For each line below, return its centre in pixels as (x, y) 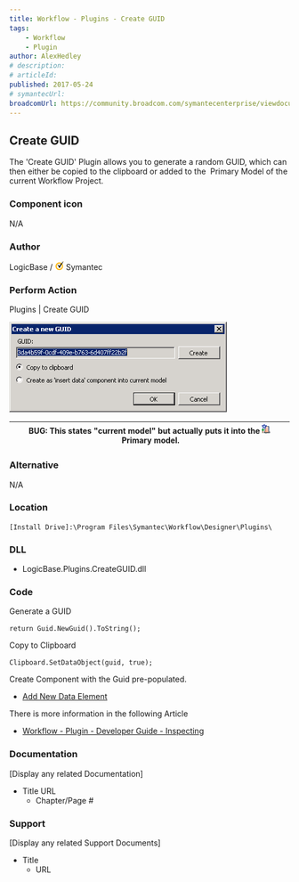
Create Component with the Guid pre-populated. (98, 679)
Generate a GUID (40, 611)
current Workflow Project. (57, 181)
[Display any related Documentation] (77, 773)
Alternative (34, 465)
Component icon (46, 204)
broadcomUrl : (33, 103)
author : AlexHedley (45, 57)
